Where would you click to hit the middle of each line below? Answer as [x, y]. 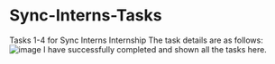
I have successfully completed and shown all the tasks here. [156, 49]
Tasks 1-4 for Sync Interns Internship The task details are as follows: [136, 40]
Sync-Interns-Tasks [86, 16]
